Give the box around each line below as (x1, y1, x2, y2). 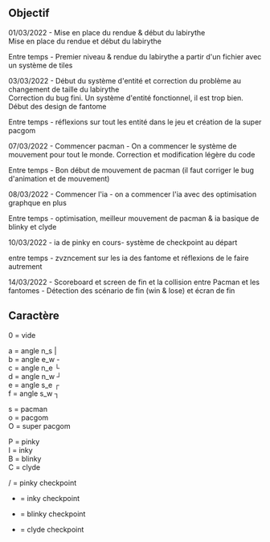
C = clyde (8, 462, 41, 472)
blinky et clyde (8, 222, 57, 231)
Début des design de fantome (8, 101, 107, 111)
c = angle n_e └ (8, 363, 60, 373)
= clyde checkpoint (19, 524, 84, 534)
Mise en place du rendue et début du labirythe (8, 36, 162, 46)
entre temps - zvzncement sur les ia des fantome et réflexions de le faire (8, 253, 249, 263)
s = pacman (8, 404, 48, 414)
